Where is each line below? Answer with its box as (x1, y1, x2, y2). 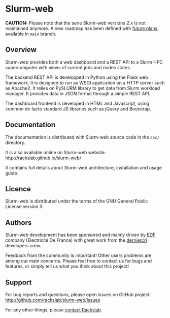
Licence (5, 184, 31, 193)
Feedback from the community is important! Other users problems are (5, 252, 152, 258)
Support (5, 278, 32, 286)
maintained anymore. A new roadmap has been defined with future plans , (5, 25, 159, 31)
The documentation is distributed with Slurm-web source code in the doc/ (5, 134, 160, 140)
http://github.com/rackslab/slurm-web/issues (5, 297, 100, 303)
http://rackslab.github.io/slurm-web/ (5, 155, 81, 161)
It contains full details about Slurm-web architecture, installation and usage (5, 164, 162, 170)
